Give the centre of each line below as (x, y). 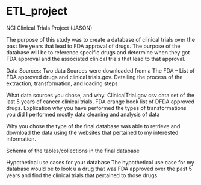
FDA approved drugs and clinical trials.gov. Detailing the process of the (94, 77)
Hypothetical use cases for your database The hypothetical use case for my (100, 162)
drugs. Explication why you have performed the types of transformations (96, 108)
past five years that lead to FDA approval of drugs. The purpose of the (93, 46)
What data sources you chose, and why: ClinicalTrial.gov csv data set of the (100, 95)
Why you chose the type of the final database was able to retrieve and (93, 126)
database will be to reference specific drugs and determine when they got (98, 52)
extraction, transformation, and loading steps (62, 83)
